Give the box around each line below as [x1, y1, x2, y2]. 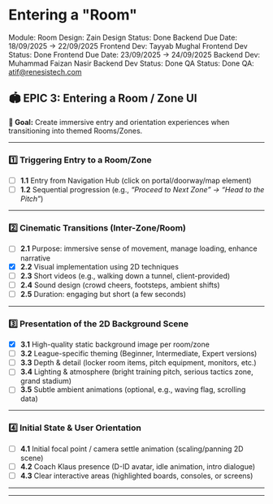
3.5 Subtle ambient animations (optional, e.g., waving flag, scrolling [19, 385, 246, 394]
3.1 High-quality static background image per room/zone [19, 339, 210, 350]
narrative [19, 253, 51, 263]
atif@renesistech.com [8, 67, 82, 76]
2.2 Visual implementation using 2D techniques [19, 261, 179, 271]
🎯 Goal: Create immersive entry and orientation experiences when [8, 117, 230, 127]
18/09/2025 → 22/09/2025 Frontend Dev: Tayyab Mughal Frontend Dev [8, 41, 248, 50]
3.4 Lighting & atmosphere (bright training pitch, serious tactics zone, [19, 367, 253, 377]
